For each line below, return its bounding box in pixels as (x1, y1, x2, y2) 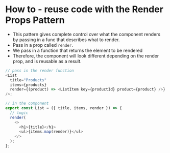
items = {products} (10, 82, 47, 87)
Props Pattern (5, 14, 65, 26)
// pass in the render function (5, 68, 74, 73)
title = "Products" (10, 77, 47, 82)
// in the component (5, 101, 50, 106)
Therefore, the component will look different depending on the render (12, 52, 159, 59)
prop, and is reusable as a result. (12, 58, 82, 64)
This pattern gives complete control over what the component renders (12, 31, 161, 37)
